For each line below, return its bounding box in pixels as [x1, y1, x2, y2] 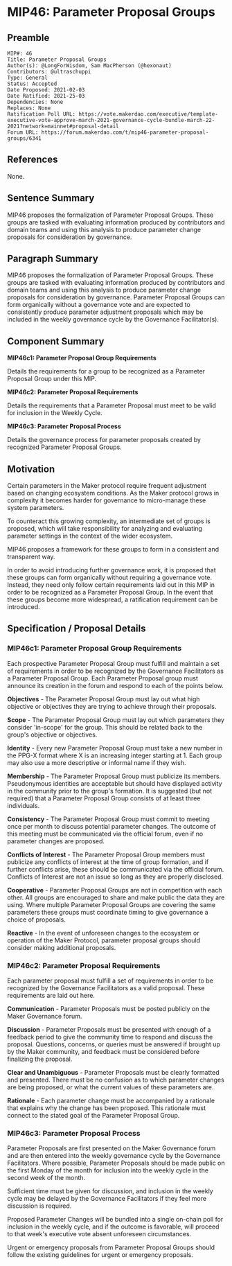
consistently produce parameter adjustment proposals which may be [7, 308, 204, 316]
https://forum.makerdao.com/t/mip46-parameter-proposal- [41, 129, 209, 136]
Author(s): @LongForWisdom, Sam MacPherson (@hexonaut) [7, 62, 172, 69]
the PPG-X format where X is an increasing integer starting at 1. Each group [7, 751, 222, 759]
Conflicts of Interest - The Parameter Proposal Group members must [7, 850, 206, 859]
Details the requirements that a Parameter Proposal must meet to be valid [7, 401, 217, 410]
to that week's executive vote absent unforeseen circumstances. [7, 1230, 192, 1238]
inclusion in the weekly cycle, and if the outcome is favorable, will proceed [7, 1222, 220, 1231]
